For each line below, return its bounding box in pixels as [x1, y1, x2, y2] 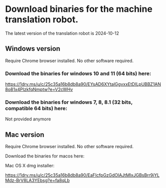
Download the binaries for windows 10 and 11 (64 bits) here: [5, 70, 152, 77]
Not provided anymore [5, 116, 51, 122]
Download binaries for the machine [5, 3, 153, 15]
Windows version [5, 44, 60, 53]
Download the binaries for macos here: [5, 153, 85, 159]
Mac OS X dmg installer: [5, 163, 55, 169]
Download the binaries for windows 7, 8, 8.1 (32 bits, [5, 99, 133, 106]
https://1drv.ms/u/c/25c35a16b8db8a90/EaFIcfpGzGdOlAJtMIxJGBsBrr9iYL [5, 172, 160, 178]
